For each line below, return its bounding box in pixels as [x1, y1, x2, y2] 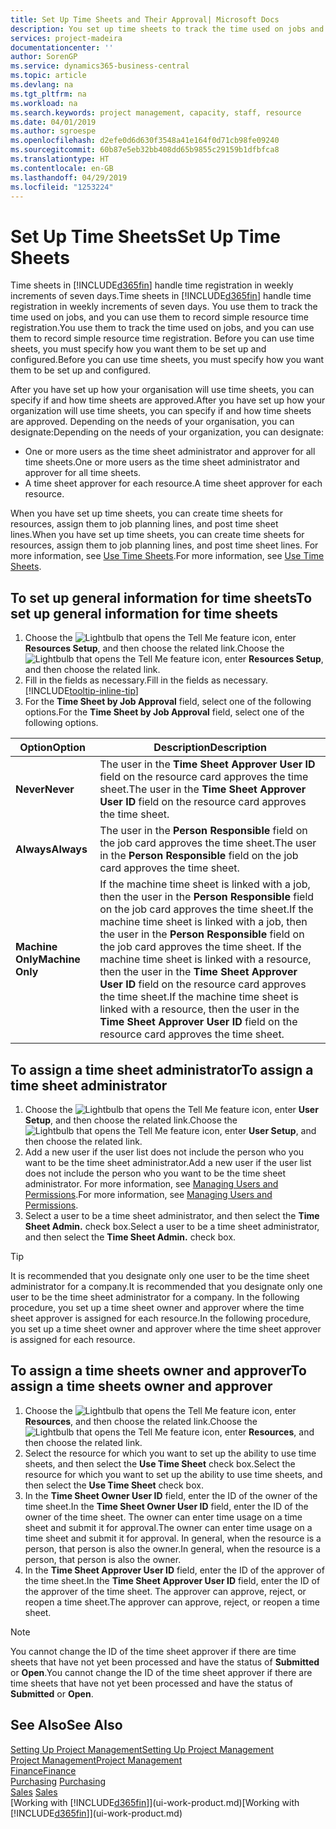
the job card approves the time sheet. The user [99, 836, 317, 850]
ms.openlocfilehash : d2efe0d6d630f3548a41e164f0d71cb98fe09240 [10, 136, 280, 146]
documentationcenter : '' [10, 42, 114, 53]
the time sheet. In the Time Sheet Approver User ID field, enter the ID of [24, 1574, 321, 1586]
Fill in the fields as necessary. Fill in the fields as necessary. [24, 674, 269, 686]
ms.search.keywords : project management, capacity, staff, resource [10, 107, 302, 118]
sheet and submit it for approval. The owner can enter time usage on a [24, 1521, 313, 1533]
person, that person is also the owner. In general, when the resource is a [24, 1542, 321, 1555]
